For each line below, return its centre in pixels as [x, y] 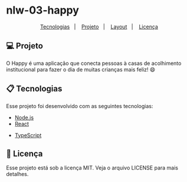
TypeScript [28, 135]
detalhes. [17, 174]
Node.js [24, 117]
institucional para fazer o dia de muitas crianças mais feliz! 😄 [81, 69]
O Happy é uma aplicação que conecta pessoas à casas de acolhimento [94, 63]
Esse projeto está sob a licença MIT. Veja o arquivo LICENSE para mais [92, 168]
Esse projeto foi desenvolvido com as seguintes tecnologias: [80, 106]
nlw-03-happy [43, 10]
